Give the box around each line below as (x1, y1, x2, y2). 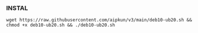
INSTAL (6, 4, 28, 12)
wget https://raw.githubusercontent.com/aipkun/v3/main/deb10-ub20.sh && (6, 17, 193, 23)
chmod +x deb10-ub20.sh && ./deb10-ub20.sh (6, 22, 116, 28)
